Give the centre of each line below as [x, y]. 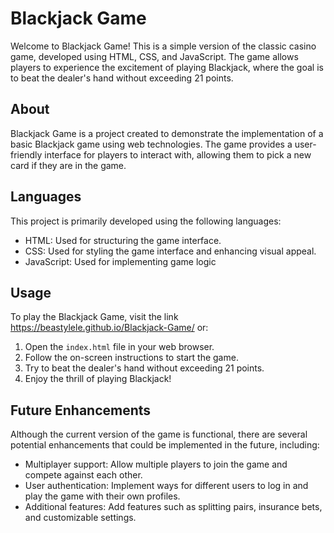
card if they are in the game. [68, 165]
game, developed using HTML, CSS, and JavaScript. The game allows [154, 56]
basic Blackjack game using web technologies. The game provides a [151, 144]
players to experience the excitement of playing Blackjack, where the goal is [167, 67]
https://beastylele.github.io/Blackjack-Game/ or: [109, 328]
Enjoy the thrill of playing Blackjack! [98, 379]
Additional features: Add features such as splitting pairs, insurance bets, [173, 507]
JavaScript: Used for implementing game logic [120, 261]
